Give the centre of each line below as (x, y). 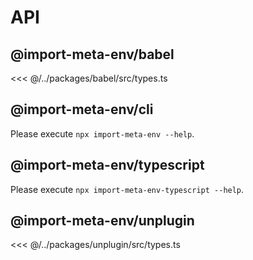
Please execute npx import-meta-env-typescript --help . (127, 189)
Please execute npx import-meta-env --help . (102, 133)
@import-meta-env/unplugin (102, 221)
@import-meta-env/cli (82, 109)
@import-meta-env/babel (92, 54)
